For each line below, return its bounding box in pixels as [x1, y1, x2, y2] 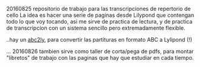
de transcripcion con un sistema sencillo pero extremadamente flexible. [6, 24, 185, 31]
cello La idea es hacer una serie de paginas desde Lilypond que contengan [6, 11, 195, 19]
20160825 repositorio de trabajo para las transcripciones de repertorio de [6, 5, 191, 12]
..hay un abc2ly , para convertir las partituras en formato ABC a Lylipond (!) [6, 36, 193, 43]
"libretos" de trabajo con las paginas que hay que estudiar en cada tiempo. [6, 54, 194, 61]
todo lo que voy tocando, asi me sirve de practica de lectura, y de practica [6, 18, 193, 25]
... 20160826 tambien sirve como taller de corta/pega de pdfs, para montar [6, 48, 194, 55]
